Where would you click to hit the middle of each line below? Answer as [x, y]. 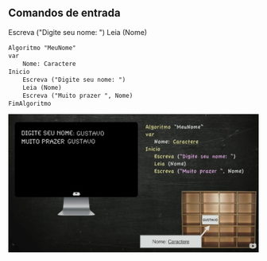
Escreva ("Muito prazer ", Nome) [78, 95]
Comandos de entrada [64, 13]
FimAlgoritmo [30, 103]
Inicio [19, 72]
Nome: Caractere [50, 64]
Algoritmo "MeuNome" [43, 48]
